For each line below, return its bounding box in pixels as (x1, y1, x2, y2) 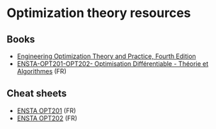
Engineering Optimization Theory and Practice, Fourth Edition (16, 52, 196, 60)
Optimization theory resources (6, 5, 191, 21)
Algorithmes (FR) (16, 67, 67, 75)
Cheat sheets (6, 87, 67, 100)
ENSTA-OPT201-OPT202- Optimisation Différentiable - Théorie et (16, 60, 209, 68)
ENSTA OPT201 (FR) (16, 106, 76, 115)
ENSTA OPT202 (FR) (16, 113, 78, 122)
